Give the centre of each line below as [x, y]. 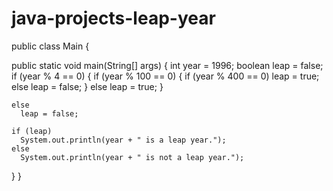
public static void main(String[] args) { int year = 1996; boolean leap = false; [167, 65]
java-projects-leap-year [113, 18]
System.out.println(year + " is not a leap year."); [132, 157]
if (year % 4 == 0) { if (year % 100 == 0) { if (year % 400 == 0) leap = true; [165, 76]
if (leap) [32, 131]
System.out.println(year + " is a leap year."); [123, 140]
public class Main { [50, 46]
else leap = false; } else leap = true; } [87, 86]
